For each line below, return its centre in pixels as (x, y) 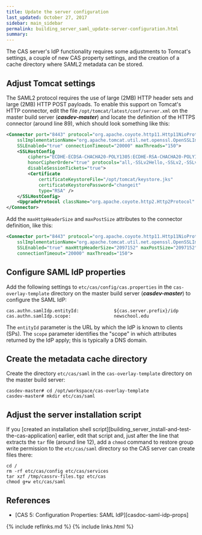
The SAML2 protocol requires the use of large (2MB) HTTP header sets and (100, 98)
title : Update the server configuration (58, 12)
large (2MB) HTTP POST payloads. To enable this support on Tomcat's (94, 104)
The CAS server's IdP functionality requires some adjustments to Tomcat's (99, 51)
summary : (17, 34)
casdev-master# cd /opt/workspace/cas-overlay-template (78, 391)
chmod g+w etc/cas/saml (36, 482)
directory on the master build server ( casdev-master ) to (121, 293)
